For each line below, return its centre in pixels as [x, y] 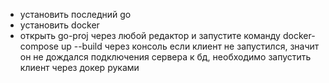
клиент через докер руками [79, 67]
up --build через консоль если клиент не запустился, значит [190, 46]
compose [39, 46]
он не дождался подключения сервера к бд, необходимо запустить [165, 57]
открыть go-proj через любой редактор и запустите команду [150, 35]
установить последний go [75, 14]
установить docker [59, 25]
